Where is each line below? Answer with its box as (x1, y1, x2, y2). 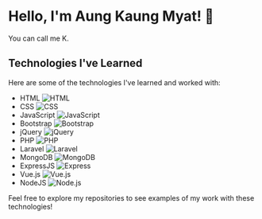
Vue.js (19, 169, 41, 178)
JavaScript (19, 110, 56, 119)
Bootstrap (19, 119, 52, 128)
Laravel (19, 143, 44, 154)
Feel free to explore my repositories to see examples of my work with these (8, 193, 255, 202)
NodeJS (19, 178, 47, 187)
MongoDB (19, 152, 53, 162)
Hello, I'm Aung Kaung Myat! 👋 (8, 7, 214, 25)
